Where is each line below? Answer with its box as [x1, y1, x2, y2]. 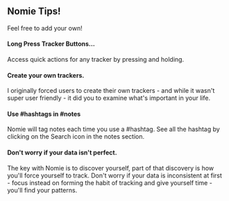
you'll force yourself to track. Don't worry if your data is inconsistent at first [7, 171, 222, 180]
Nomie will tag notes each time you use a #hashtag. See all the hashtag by [7, 125, 220, 134]
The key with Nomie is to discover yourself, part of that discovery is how [7, 164, 214, 172]
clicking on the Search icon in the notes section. [7, 132, 144, 141]
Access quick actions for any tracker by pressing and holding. [7, 55, 185, 64]
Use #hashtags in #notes [7, 110, 81, 118]
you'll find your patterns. [7, 186, 78, 194]
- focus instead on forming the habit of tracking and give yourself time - [7, 178, 213, 186]
